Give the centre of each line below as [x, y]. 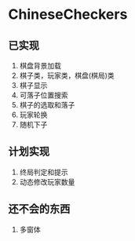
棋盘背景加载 [40, 66]
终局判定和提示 [44, 172]
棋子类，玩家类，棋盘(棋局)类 [67, 75]
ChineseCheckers [68, 15]
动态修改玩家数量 [47, 181]
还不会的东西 [39, 209]
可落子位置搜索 [44, 95]
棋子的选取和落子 [47, 105]
